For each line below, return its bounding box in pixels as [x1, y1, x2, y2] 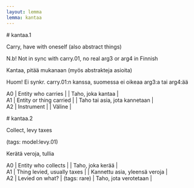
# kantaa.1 [6, 31, 32, 38]
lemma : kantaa [6, 15, 42, 21]
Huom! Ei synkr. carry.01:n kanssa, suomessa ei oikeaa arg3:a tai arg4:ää [6, 78, 189, 86]
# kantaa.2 [6, 115, 33, 122]
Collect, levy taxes [6, 126, 53, 133]
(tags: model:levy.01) [6, 138, 59, 146]
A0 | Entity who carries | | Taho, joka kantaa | [6, 90, 119, 97]
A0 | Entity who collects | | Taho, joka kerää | [6, 161, 118, 169]
